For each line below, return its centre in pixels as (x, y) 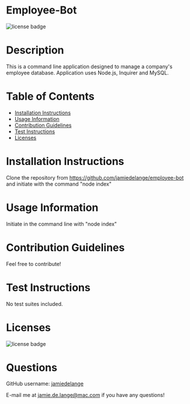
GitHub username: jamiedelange (45, 384)
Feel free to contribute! (34, 264)
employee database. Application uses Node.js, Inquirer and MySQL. (87, 73)
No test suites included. (34, 304)
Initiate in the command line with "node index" (61, 224)
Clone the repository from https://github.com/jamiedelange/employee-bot (95, 177)
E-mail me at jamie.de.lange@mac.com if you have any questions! (85, 395)
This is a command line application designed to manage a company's (89, 66)
